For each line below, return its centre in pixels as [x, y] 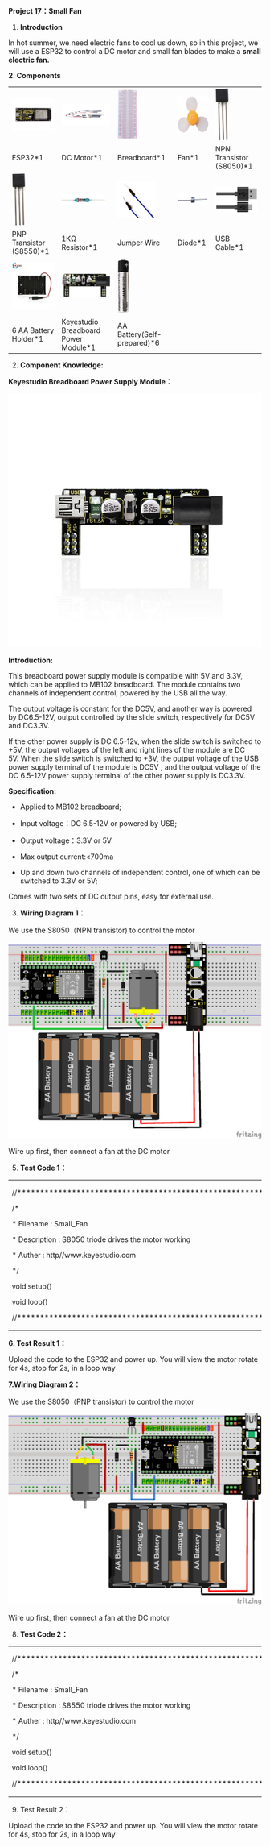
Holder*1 [28, 338]
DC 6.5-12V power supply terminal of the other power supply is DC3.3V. [127, 776]
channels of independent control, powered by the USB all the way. [118, 693]
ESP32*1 [28, 158]
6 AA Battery [33, 330]
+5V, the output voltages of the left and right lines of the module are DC [127, 750]
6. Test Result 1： [37, 1343]
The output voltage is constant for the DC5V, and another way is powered [130, 709]
